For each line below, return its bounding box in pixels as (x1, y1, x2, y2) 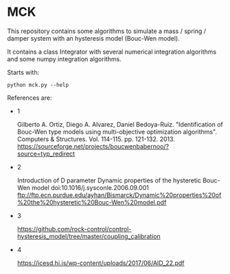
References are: (7, 94, 52, 102)
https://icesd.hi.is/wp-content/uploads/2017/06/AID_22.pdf (16, 259, 185, 267)
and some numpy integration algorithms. (7, 54, 122, 63)
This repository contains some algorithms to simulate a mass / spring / (7, 27, 207, 35)
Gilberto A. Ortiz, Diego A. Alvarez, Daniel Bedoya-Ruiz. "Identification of (16, 120, 223, 128)
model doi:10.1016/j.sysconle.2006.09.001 (32, 183, 149, 191)
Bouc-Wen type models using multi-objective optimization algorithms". (16, 127, 218, 136)
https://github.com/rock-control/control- (16, 224, 132, 233)
